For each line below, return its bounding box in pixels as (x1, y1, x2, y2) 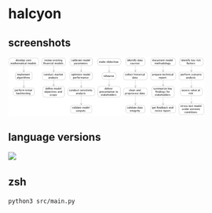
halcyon (8, 5, 62, 23)
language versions (8, 130, 101, 144)
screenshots (8, 36, 71, 50)
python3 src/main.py (8, 197, 76, 205)
